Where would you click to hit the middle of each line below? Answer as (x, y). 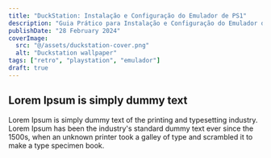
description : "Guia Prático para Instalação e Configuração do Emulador (133, 23)
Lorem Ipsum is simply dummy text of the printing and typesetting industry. (133, 120)
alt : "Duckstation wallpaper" (66, 53)
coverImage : (28, 38)
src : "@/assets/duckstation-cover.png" (83, 46)
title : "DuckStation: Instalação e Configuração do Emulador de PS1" (128, 16)
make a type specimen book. (56, 145)
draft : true (28, 68)
